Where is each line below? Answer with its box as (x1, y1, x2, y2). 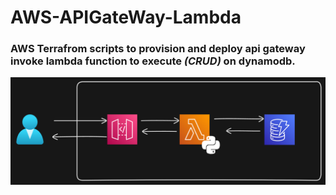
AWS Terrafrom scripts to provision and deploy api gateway (10, 42, 306, 56)
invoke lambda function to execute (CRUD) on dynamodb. (10, 54, 296, 68)
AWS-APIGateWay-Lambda (10, 6, 242, 29)
